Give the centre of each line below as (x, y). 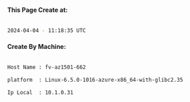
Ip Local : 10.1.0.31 (40, 93)
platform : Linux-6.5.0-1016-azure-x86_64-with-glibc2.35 (95, 80)
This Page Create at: (38, 10)
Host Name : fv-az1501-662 (47, 67)
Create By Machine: (37, 46)
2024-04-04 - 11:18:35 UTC (47, 31)
